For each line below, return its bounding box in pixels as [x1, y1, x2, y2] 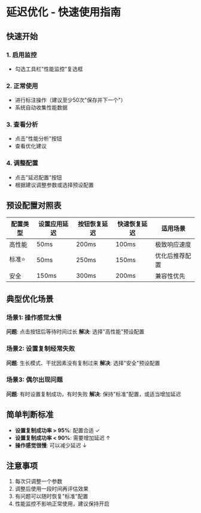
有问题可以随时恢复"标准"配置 [14, 493, 89, 500]
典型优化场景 [6, 294, 54, 304]
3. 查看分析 [6, 120, 38, 129]
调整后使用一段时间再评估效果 [14, 485, 89, 493]
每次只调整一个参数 [14, 478, 63, 485]
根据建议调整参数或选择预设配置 [14, 181, 94, 189]
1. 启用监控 [6, 50, 37, 59]
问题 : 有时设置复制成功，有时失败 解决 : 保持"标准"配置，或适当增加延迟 [6, 390, 181, 397]
